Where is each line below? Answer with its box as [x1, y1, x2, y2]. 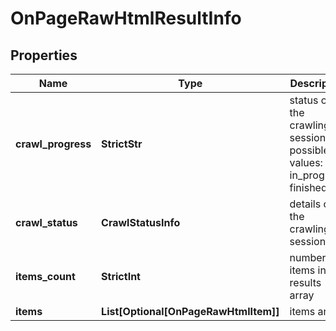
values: [289, 156, 323, 169]
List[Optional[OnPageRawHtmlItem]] [101, 305, 280, 318]
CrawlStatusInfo [101, 216, 181, 229]
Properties [10, 47, 78, 64]
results [289, 276, 322, 289]
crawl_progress [15, 137, 92, 151]
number [289, 251, 327, 264]
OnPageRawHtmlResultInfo [10, 7, 242, 30]
